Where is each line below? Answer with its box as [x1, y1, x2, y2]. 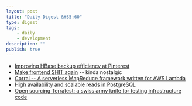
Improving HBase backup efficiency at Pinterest [14, 62, 130, 69]
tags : [6, 24, 19, 31]
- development [16, 36, 51, 41]
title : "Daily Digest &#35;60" [6, 14, 83, 20]
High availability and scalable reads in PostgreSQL [14, 81, 136, 88]
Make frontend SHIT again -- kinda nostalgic [14, 68, 122, 76]
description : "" [6, 41, 46, 47]
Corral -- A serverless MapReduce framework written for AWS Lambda [14, 75, 186, 82]
